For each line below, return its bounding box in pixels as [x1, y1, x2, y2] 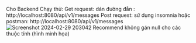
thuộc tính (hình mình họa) [6, 30, 70, 37]
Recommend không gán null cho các [92, 24, 181, 31]
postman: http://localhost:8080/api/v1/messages [6, 18, 123, 24]
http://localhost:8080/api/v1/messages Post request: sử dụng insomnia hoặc [6, 12, 191, 19]
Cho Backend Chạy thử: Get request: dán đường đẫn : [6, 6, 136, 12]
